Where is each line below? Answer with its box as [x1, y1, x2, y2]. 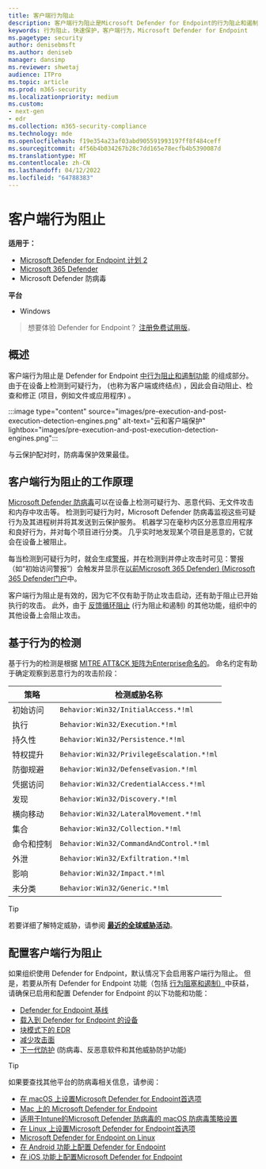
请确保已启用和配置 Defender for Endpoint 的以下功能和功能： [8, 989, 210, 998]
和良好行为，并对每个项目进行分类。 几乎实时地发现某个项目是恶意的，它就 [8, 527, 253, 536]
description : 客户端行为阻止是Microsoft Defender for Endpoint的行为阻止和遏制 [8, 19, 259, 27]
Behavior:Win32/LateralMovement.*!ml [59, 809, 202, 818]
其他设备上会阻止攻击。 [8, 610, 85, 620]
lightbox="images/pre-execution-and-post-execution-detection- [8, 425, 219, 434]
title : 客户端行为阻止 [8, 11, 75, 20]
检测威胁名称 [114, 690, 163, 701]
